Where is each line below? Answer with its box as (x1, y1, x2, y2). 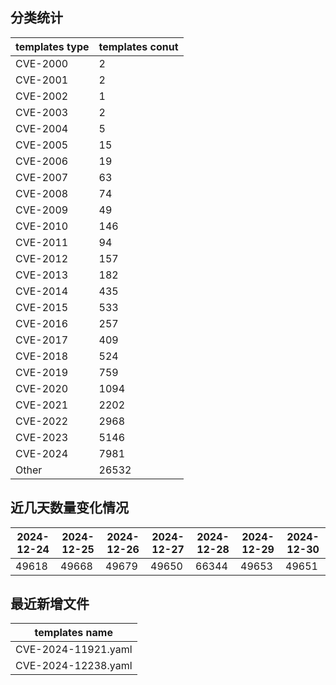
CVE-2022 (15, 414, 69, 428)
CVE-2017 (15, 333, 69, 347)
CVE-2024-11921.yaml (15, 643, 133, 657)
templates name (34, 626, 113, 640)
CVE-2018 (15, 349, 69, 363)
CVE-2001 (15, 73, 69, 87)
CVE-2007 (15, 170, 69, 184)
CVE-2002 (15, 89, 69, 103)
